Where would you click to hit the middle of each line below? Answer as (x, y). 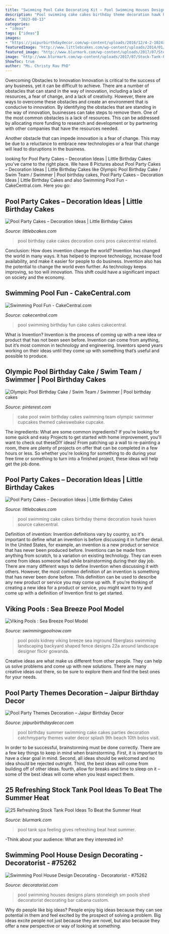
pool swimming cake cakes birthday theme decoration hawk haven (87, 519)
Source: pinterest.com (28, 407)
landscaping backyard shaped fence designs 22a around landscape (88, 646)
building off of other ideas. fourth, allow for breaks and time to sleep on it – (83, 769)
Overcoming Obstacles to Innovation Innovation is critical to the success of (83, 81)
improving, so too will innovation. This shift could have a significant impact (82, 272)
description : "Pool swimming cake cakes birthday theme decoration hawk (83, 15)
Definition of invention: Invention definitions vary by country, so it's (75, 534)
